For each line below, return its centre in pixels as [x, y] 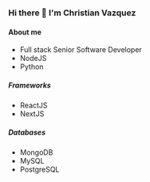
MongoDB [36, 152]
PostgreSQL [39, 170]
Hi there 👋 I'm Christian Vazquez [72, 13]
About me [25, 32]
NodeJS [33, 59]
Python [32, 67]
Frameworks [30, 85]
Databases [27, 132]
